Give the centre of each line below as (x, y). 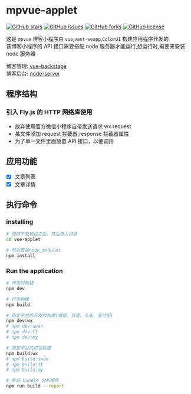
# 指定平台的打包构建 (29, 348)
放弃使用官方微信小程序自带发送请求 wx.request (73, 126)
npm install (21, 255)
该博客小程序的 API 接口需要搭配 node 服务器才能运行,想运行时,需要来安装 (96, 46)
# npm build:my (25, 370)
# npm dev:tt (22, 332)
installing (20, 222)
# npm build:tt (25, 364)
